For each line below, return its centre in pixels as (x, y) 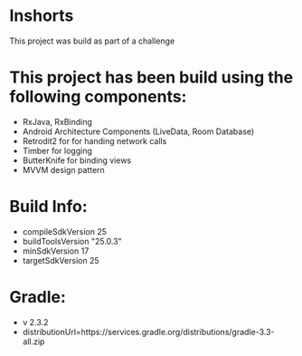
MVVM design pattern (64, 169)
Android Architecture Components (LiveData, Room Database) (138, 131)
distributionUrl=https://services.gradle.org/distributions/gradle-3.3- (148, 332)
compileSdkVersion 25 (64, 231)
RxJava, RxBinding (57, 121)
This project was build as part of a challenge (92, 41)
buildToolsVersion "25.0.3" (72, 241)
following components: (98, 97)
